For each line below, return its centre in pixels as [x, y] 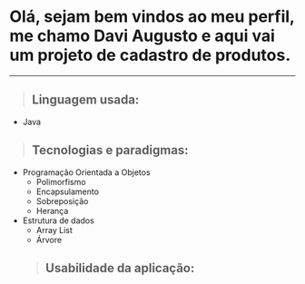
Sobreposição [62, 201]
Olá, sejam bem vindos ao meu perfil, [152, 17]
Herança [52, 211]
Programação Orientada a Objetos [87, 172]
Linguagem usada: [85, 100]
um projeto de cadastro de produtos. [150, 55]
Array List [54, 230]
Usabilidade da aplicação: [120, 268]
